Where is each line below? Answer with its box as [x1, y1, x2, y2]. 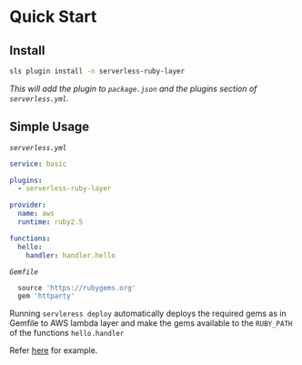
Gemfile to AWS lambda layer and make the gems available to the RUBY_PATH [9, 318, 293, 329]
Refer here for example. [9, 345, 98, 356]
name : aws [17, 209, 55, 218]
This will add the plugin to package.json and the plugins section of [9, 83, 257, 94]
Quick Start [9, 6, 97, 27]
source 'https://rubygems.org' [17, 283, 136, 292]
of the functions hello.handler [9, 328, 125, 339]
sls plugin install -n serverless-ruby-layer [9, 66, 185, 76]
